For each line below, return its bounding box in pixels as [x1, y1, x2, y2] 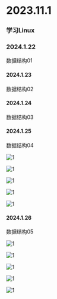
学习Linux [6, 26, 35, 35]
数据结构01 [6, 57, 33, 64]
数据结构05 [6, 228, 34, 235]
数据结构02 [6, 85, 34, 92]
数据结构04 [6, 142, 34, 149]
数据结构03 [6, 113, 34, 121]
